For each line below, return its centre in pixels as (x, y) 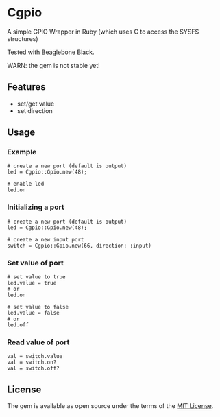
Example (22, 152)
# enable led (26, 184)
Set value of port (35, 263)
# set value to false (38, 307)
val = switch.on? (32, 362)
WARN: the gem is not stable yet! (54, 65)
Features (26, 87)
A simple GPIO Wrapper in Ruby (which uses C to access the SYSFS (103, 32)
